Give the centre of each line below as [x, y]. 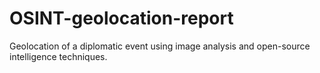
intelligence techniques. [58, 56]
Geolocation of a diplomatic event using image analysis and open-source [160, 46]
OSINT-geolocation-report [121, 18]
